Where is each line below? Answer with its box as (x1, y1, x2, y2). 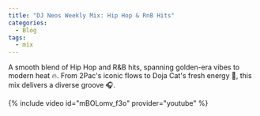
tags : (8, 33, 26, 42)
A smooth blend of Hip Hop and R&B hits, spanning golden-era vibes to (8, 62, 240, 72)
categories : (8, 19, 47, 27)
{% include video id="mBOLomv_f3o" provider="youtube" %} (8, 99, 209, 108)
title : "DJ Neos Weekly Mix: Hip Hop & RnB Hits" (8, 11, 175, 20)
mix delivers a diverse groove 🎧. (8, 80, 116, 90)
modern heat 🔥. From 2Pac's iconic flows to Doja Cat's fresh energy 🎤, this (8, 71, 252, 80)
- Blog (15, 26, 37, 34)
